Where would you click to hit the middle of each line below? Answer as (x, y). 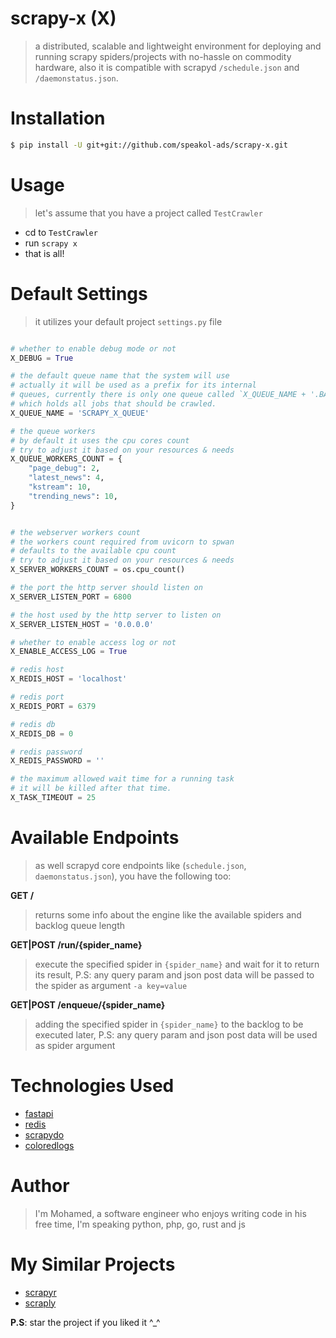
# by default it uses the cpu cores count (100, 440)
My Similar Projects (93, 1264)
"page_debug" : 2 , (64, 468)
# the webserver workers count (75, 532)
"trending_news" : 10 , (73, 496)
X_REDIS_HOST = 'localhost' (69, 679)
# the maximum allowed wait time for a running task (122, 779)
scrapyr (40, 1292)
